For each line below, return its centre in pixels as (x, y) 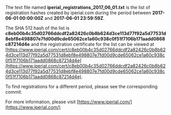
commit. (14, 92)
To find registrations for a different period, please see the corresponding (81, 87)
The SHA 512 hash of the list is (38, 28)
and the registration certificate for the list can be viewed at (92, 44)
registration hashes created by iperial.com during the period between (78, 13)
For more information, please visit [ (42, 102)
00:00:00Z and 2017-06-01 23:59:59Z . (62, 18)
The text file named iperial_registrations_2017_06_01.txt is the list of (78, 7)
